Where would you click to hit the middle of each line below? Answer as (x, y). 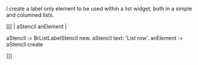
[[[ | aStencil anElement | (37, 27)
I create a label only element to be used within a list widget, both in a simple (99, 9)
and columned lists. (30, 15)
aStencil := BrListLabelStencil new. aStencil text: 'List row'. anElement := (95, 38)
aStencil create (25, 44)
